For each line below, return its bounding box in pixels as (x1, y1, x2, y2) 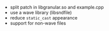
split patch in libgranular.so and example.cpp (10, 4, 104, 10)
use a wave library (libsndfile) (10, 9, 72, 15)
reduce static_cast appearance (10, 15, 78, 20)
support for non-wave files (10, 20, 66, 26)
